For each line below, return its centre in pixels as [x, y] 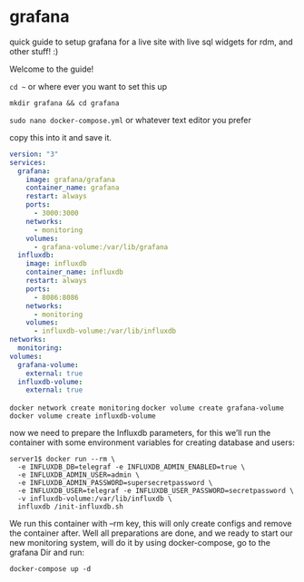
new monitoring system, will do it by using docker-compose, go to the [140, 543]
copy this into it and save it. [60, 137]
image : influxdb [57, 264]
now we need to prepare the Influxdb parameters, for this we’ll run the [140, 433]
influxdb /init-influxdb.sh [71, 507]
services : [28, 162]
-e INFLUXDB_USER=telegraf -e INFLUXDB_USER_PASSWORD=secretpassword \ [156, 491]
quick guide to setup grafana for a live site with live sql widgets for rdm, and [151, 42]
